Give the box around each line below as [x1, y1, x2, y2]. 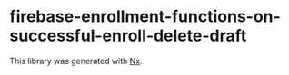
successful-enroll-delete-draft [9, 25, 247, 46]
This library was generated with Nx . [9, 55, 143, 66]
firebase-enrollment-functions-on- [9, 6, 282, 27]
